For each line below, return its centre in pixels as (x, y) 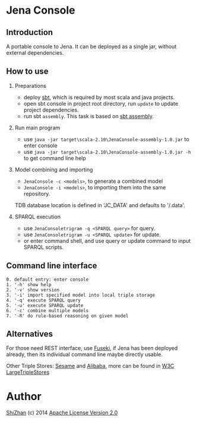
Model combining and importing (54, 169)
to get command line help (55, 158)
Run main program (37, 128)
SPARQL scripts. (44, 247)
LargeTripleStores (28, 372)
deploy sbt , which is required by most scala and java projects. (99, 97)
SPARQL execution (38, 217)
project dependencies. (51, 110)
